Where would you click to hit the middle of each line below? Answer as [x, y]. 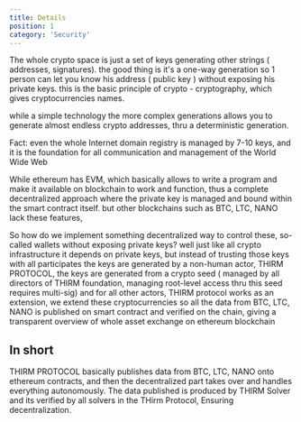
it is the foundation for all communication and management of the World [143, 152]
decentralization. [41, 410]
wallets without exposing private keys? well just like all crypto [147, 245]
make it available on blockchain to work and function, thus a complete [139, 189]
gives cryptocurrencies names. [67, 98]
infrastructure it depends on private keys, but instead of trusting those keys [150, 254]
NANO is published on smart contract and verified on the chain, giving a [143, 312]
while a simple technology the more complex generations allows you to [141, 116]
